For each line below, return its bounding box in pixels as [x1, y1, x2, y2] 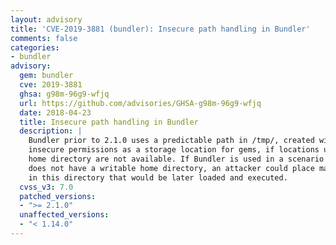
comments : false [10, 33, 78, 43]
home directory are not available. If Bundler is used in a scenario [28, 154, 325, 164]
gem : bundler [19, 71, 74, 81]
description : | [19, 126, 83, 136]
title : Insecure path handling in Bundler [19, 117, 199, 127]
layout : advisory [10, 14, 83, 25]
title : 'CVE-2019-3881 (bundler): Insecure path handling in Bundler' [10, 24, 311, 34]
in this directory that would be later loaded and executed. [28, 172, 288, 183]
